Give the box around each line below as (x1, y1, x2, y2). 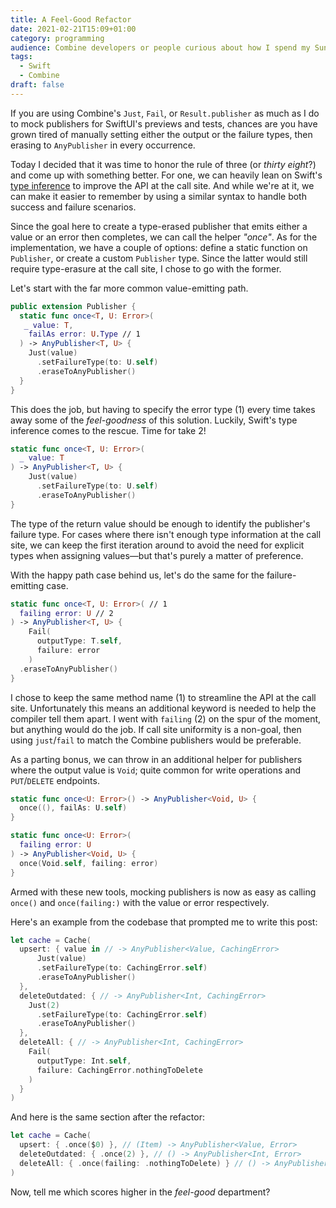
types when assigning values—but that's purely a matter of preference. (10, 549, 304, 561)
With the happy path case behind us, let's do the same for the (10, 569, 265, 581)
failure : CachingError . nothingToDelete (36, 1065, 203, 1075)
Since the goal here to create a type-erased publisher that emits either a (10, 220, 308, 232)
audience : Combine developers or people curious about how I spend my (10, 42, 311, 53)
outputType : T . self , (36, 636, 123, 646)
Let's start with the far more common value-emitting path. (10, 282, 249, 294)
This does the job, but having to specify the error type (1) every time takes (10, 403, 316, 415)
